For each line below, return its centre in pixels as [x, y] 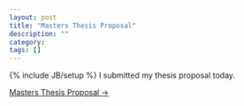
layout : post [33, 17]
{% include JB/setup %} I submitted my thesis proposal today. [122, 75]
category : [27, 42]
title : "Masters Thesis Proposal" [73, 26]
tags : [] [25, 50]
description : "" [39, 34]
